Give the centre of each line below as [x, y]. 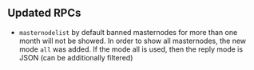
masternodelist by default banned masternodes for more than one [128, 32]
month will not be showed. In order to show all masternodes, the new [133, 41]
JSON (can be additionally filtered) [76, 57]
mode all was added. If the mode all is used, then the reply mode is [131, 49]
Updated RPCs [44, 13]
